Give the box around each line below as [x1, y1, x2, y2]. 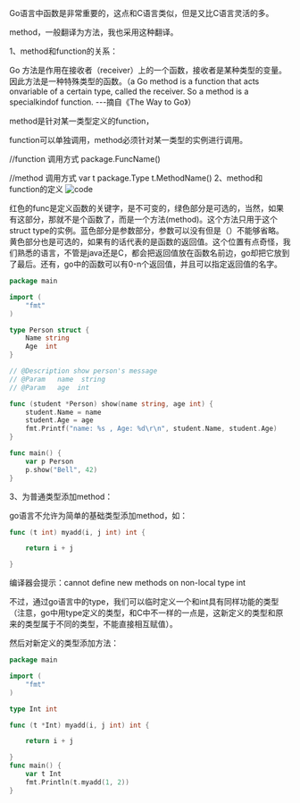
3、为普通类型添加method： [9, 491, 113, 502]
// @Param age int [9, 383, 90, 392]
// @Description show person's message [9, 367, 158, 376]
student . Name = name [25, 408, 102, 417]
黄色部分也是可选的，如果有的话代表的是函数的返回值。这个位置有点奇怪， [9, 236, 283, 247]
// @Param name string [9, 375, 105, 384]
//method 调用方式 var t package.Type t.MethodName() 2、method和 [9, 173, 263, 183]
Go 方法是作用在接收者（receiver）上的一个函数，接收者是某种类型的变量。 [9, 65, 287, 75]
